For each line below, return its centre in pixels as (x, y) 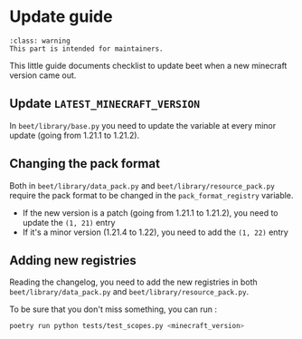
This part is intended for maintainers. (87, 48)
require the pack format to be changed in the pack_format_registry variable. (151, 195)
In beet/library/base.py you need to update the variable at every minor (143, 125)
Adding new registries (73, 260)
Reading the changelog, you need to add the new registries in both (133, 282)
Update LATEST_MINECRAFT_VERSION (105, 104)
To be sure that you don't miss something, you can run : (113, 309)
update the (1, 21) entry (69, 222)
